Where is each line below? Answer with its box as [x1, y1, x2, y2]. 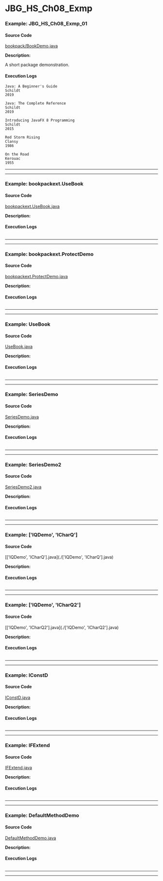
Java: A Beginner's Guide [5, 83, 57, 89]
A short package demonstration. [5, 62, 69, 68]
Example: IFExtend [5, 742, 50, 749]
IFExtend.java [5, 765, 33, 771]
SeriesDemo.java [5, 414, 39, 420]
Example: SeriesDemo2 [5, 461, 62, 468]
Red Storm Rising [5, 134, 40, 140]
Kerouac [5, 156, 21, 161]
